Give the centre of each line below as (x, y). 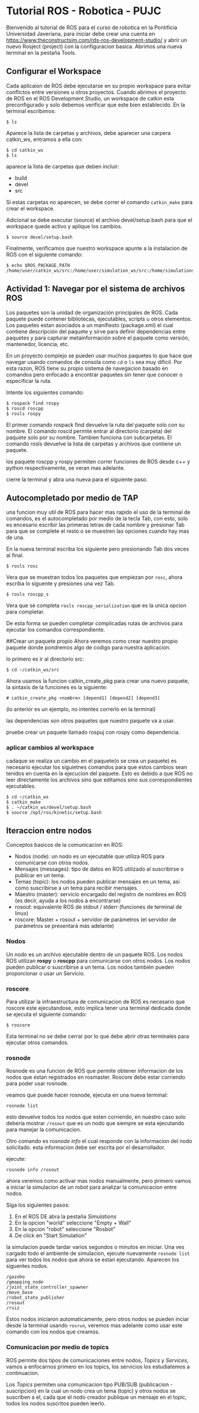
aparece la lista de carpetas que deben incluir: (63, 166)
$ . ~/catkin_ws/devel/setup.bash (49, 807)
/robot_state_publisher (36, 1298)
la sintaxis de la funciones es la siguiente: (57, 687)
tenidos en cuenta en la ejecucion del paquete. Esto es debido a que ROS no (99, 773)
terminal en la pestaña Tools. (41, 52)
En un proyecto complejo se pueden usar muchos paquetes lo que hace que (99, 356)
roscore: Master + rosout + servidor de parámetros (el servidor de (95, 919)
